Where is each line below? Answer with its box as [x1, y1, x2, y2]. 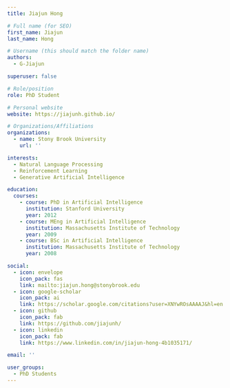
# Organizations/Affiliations [7, 123, 94, 130]
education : [7, 186, 39, 193]
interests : [7, 154, 39, 162]
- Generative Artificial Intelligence [13, 173, 125, 181]
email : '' [7, 352, 36, 358]
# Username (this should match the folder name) [7, 47, 149, 55]
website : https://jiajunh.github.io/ [7, 111, 116, 118]
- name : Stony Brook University [13, 136, 107, 143]
